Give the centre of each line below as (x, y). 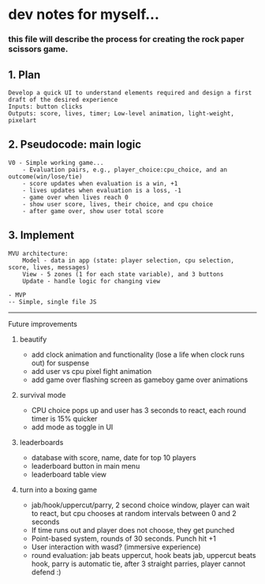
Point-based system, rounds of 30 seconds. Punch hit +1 (124, 538)
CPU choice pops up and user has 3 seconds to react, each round (139, 410)
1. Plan (24, 75)
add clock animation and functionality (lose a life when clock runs (138, 354)
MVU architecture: (38, 253)
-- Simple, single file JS (52, 301)
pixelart (22, 120)
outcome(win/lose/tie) (45, 176)
